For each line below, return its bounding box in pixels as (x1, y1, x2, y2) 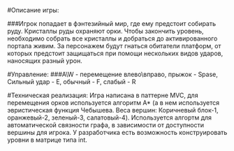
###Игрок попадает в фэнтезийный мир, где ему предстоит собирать (7, 20, 217, 27)
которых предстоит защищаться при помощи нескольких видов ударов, (7, 49, 224, 57)
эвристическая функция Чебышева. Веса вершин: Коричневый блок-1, (7, 106, 219, 114)
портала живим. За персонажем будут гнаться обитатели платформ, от (7, 42, 221, 50)
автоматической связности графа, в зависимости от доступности (7, 121, 205, 129)
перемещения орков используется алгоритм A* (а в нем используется (7, 99, 220, 107)
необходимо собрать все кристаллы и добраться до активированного (7, 34, 218, 43)
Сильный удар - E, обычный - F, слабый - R (7, 78, 136, 86)
